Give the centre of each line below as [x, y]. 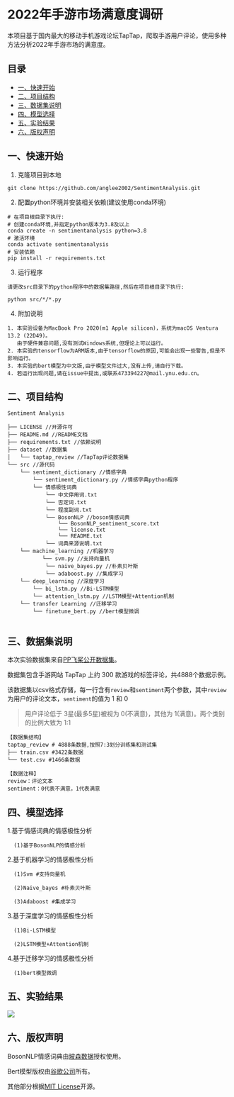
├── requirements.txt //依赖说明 [54, 442]
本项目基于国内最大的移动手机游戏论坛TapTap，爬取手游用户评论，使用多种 [117, 35]
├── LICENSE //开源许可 [40, 427]
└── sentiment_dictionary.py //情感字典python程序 [106, 480]
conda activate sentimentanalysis [58, 244]
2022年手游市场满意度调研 [85, 15]
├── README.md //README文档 [48, 435]
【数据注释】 [23, 774]
